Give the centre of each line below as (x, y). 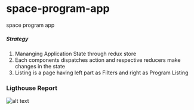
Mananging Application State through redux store (76, 54)
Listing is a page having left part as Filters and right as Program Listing (101, 73)
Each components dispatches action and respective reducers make (98, 60)
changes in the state (40, 66)
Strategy (17, 39)
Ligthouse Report (32, 88)
